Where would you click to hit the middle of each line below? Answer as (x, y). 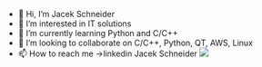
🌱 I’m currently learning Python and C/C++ (98, 33)
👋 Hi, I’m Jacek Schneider (66, 14)
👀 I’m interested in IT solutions (75, 24)
